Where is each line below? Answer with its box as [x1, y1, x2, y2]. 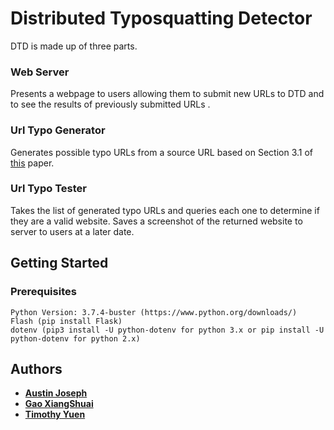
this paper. [10, 157, 55, 169]
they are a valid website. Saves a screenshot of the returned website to [10, 215, 303, 227]
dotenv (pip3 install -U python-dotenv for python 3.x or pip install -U [10, 325, 325, 335]
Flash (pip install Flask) [10, 316, 123, 326]
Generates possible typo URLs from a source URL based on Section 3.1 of [10, 146, 314, 158]
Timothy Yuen [24, 408, 86, 421]
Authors [10, 360, 63, 377]
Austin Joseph [24, 387, 88, 399]
